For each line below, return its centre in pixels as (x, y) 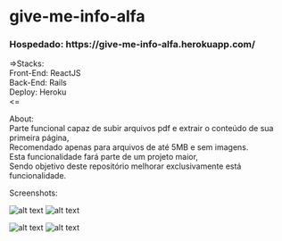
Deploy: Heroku (38, 92)
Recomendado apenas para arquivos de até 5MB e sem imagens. (129, 147)
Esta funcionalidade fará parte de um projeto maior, (104, 157)
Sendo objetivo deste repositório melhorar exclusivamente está (125, 166)
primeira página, (39, 138)
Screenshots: (33, 193)
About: (21, 119)
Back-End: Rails (38, 83)
